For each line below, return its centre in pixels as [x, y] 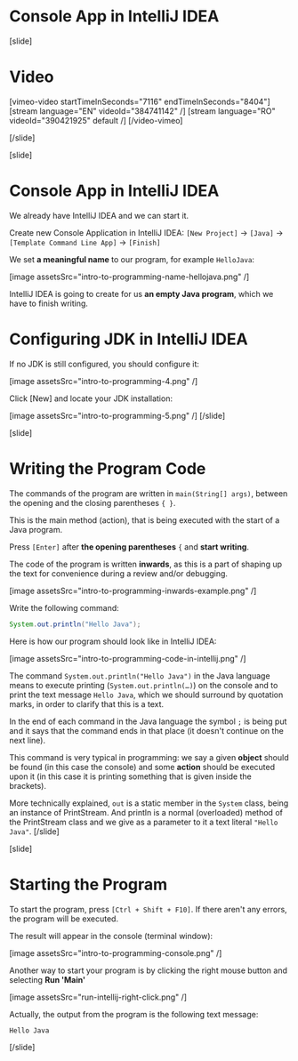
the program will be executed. [64, 919]
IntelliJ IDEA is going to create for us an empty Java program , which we [141, 293]
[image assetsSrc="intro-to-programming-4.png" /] [104, 381]
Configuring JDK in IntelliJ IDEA [129, 339]
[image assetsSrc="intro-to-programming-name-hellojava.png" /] [129, 277]
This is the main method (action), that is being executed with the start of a [145, 520]
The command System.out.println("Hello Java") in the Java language [140, 675]
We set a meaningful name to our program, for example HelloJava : [132, 259]
